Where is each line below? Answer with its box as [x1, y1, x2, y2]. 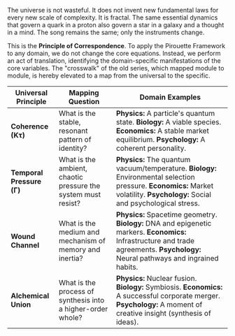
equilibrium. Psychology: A [115, 135, 206, 144]
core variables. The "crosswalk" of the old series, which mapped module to [7, 64, 225, 72]
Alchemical [10, 291, 50, 300]
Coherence [10, 122, 49, 131]
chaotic [58, 173, 84, 182]
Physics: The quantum [115, 155, 191, 164]
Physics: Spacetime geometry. [115, 210, 218, 219]
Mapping [69, 88, 99, 97]
